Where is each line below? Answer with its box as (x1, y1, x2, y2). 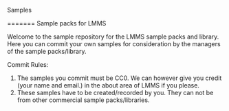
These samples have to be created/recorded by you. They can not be (17, 89, 214, 97)
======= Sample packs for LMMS (7, 19, 107, 27)
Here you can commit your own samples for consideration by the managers (7, 40, 221, 48)
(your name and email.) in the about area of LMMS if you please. (17, 81, 199, 89)
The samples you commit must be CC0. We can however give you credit (17, 74, 222, 82)
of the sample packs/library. (7, 48, 87, 55)
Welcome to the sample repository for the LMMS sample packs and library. (7, 32, 219, 41)
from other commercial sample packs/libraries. (17, 96, 150, 104)
